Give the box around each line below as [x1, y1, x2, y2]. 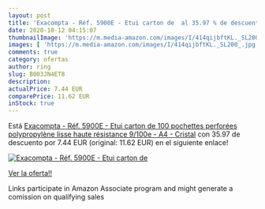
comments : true [8, 48, 58, 56]
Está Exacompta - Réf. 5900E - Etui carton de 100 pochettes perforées [8, 121, 238, 131]
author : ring [8, 63, 51, 71]
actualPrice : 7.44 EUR [8, 84, 83, 93]
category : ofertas [8, 56, 69, 64]
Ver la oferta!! [8, 169, 53, 178]
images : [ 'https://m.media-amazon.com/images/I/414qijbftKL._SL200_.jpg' [8, 41, 259, 49]
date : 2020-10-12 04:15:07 [8, 26, 97, 34]
